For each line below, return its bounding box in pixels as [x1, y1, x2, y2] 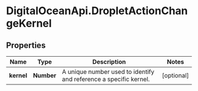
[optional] [161, 71, 189, 79]
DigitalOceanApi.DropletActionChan [6, 4, 188, 18]
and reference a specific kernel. [61, 75, 150, 83]
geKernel [6, 17, 52, 30]
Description [92, 58, 126, 66]
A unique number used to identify [61, 68, 154, 76]
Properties [6, 40, 46, 50]
